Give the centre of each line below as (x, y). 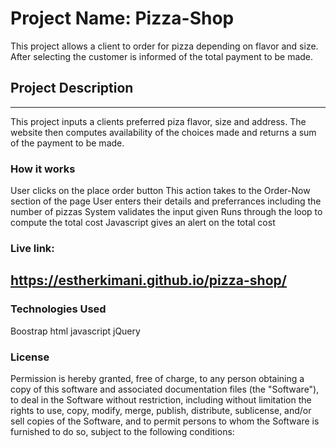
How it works (43, 169)
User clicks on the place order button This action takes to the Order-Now (160, 191)
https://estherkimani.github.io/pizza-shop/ (148, 280)
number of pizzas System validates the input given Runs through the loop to (166, 212)
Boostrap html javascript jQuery (75, 331)
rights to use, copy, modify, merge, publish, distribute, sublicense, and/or (161, 410)
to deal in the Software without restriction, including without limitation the (161, 399)
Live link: (32, 248)
